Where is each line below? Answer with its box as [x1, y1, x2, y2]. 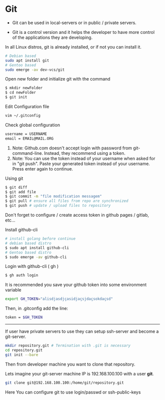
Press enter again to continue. [12, 166, 73, 171]
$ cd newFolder [5, 90, 36, 95]
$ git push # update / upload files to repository [5, 203, 111, 208]
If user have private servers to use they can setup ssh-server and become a [5, 328, 159, 335]
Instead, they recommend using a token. [44, 150, 126, 156]
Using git [5, 175, 24, 181]
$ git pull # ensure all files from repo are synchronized [5, 199, 129, 203]
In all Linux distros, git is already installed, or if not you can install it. [5, 44, 141, 50]
